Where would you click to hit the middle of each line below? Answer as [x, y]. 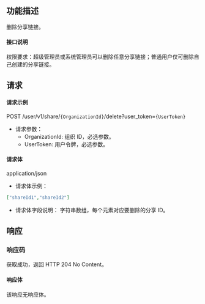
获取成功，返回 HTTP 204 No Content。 [57, 264]
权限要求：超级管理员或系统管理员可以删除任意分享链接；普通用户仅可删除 [100, 57]
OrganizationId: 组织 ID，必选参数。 [69, 136]
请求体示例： [31, 186]
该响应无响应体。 [28, 294]
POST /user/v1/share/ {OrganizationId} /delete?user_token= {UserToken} [96, 116]
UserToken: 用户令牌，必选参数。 [66, 144]
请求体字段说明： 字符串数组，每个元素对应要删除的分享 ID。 [92, 210]
